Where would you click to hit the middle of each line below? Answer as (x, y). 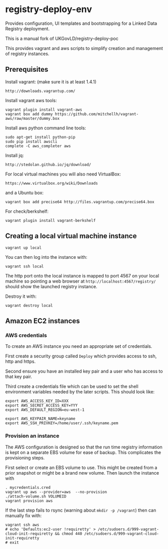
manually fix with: (23, 515)
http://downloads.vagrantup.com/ (40, 91)
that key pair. (19, 377)
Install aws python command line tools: (46, 128)
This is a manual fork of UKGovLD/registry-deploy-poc (62, 38)
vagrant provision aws (29, 501)
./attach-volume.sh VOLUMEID (36, 496)
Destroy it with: (21, 296)
